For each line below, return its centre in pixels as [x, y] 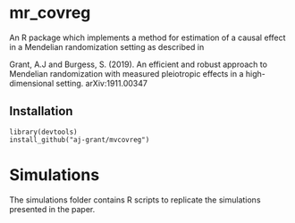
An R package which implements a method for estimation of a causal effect [147, 37]
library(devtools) [43, 132]
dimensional [32, 83]
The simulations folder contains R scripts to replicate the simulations [135, 200]
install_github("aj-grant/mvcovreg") [80, 140]
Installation [41, 111]
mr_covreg [50, 13]
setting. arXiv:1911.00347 [101, 83]
